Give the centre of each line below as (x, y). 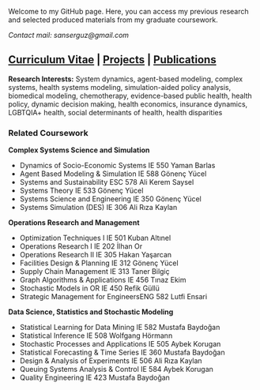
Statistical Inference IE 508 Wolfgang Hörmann (96, 336)
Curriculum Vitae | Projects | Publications (112, 60)
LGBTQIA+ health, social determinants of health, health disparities (115, 112)
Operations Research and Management (74, 223)
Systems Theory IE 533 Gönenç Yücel (81, 191)
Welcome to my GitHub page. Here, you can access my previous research (128, 11)
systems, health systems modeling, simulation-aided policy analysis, (120, 87)
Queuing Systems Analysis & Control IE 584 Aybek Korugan (116, 369)
